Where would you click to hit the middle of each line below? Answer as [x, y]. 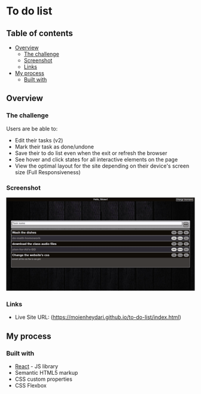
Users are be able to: [32, 129]
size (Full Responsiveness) [48, 172]
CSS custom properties [44, 379]
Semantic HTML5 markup [46, 373]
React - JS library [36, 366]
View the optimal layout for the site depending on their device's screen [102, 166]
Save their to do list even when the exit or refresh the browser [91, 153]
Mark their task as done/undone [54, 147]
